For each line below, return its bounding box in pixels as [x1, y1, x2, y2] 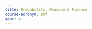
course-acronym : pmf [5, 12, 48, 17]
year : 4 [5, 16, 21, 21]
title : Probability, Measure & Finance [5, 7, 88, 12]
